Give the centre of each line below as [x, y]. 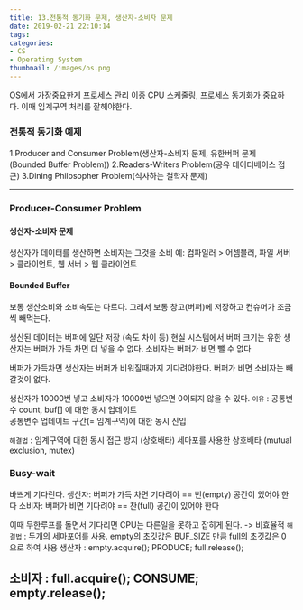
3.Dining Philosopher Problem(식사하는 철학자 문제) [115, 176]
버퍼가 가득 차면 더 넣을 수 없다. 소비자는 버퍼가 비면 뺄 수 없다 [142, 348]
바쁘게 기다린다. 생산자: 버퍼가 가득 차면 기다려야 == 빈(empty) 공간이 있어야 [144, 494]
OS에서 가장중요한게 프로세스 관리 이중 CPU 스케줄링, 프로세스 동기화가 [135, 95]
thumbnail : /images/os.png [60, 69]
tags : [19, 34]
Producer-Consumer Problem [75, 209]
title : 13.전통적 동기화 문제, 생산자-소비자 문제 [91, 18]
